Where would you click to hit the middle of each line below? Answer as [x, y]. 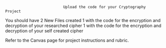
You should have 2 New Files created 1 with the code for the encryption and [83, 20]
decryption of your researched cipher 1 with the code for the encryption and [83, 25]
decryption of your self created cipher [44, 31]
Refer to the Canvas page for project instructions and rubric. [67, 40]
